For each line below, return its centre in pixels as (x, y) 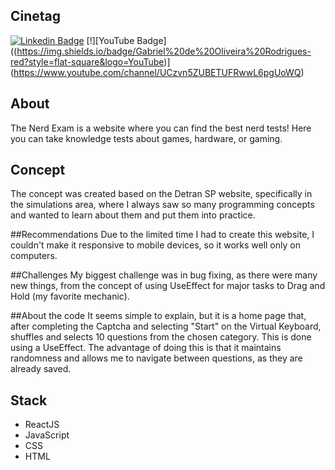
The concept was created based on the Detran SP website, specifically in (161, 194)
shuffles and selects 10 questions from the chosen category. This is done (161, 337)
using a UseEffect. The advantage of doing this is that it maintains (146, 348)
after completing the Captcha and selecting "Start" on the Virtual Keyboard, (166, 326)
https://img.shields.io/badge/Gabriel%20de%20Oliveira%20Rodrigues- (164, 51)
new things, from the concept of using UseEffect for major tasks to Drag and (168, 286)
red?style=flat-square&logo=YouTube (87, 61)
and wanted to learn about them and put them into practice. (133, 215)
